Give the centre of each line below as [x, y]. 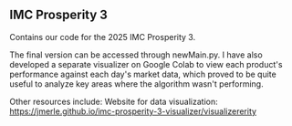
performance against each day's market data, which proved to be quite [143, 74]
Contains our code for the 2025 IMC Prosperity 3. [103, 37]
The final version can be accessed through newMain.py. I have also [136, 55]
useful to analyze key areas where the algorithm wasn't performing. [136, 84]
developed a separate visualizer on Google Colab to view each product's [146, 64]
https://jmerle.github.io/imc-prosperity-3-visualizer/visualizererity [133, 111]
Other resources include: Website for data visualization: [114, 101]
